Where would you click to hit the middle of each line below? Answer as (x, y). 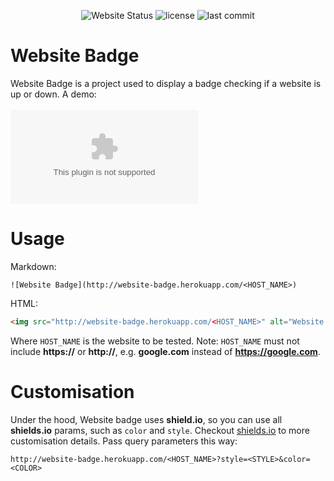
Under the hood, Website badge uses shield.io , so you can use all (146, 419)
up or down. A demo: (53, 94)
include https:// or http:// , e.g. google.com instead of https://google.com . (165, 351)
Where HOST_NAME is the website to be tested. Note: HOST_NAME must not (155, 341)
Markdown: (33, 266)
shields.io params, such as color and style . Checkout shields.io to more (160, 430)
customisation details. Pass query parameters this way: (124, 441)
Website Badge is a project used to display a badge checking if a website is (166, 83)
